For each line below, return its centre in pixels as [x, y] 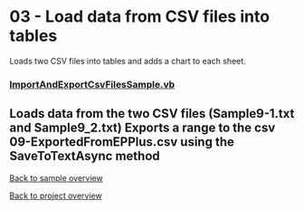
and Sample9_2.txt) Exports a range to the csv [142, 128]
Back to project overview [56, 196]
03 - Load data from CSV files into [139, 17]
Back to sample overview [56, 177]
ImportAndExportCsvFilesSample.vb [92, 84]
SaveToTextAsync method [85, 156]
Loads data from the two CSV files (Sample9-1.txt [152, 114]
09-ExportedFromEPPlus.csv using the [122, 142]
